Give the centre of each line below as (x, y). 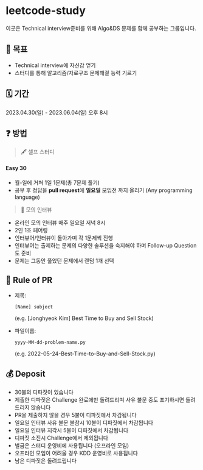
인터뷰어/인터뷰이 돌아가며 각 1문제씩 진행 (64, 238)
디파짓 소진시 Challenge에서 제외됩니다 (61, 438)
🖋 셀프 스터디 (37, 152)
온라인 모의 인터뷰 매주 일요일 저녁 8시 (60, 223)
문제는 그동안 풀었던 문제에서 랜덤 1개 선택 (64, 260)
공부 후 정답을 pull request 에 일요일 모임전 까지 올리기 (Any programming (103, 190)
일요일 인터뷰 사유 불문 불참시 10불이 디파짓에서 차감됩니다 (84, 423)
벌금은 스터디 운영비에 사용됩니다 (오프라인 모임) (72, 446)
